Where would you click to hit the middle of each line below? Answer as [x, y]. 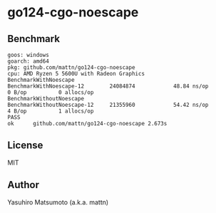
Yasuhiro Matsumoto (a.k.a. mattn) [58, 202]
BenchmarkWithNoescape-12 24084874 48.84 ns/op [108, 86]
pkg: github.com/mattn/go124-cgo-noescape [71, 68]
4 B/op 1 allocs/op [51, 111]
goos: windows [29, 55]
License [25, 146]
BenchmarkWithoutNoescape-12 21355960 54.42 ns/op [108, 105]
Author [23, 185]
